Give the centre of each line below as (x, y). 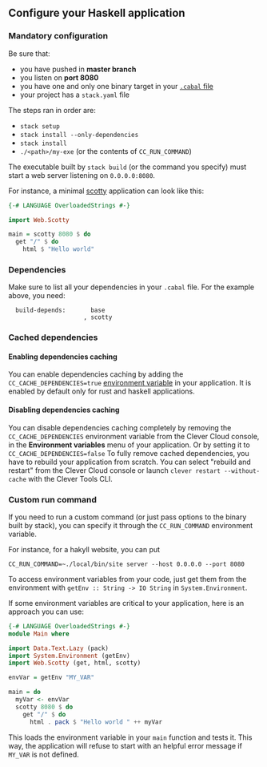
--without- (242, 471)
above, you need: (37, 296)
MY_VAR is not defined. (44, 754)
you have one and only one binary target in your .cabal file (117, 86)
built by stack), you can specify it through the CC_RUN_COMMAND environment (131, 525)
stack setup (40, 126)
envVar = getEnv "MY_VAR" (51, 678)
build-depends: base (60, 311)
